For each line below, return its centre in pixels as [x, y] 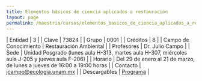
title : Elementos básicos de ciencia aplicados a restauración [87, 12]
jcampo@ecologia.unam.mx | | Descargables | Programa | [78, 72]
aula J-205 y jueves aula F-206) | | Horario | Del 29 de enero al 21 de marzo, [101, 59]
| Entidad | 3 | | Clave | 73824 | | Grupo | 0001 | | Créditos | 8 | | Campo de [98, 40]
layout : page [23, 17]
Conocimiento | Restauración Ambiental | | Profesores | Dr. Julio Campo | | [98, 46]
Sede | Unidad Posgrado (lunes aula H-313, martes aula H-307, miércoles [97, 53]
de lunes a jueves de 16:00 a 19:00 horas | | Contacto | [74, 65]
